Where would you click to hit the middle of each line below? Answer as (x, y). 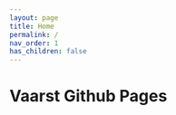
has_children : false (49, 52)
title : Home (32, 26)
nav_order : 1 (34, 43)
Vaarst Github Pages (88, 96)
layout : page (34, 18)
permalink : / (34, 34)
